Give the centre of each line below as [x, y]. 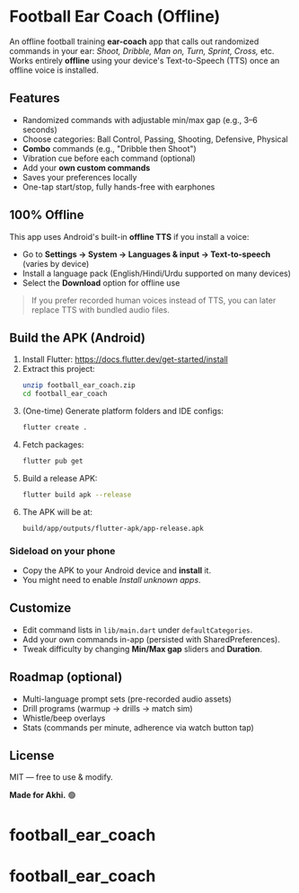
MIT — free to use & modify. [62, 777]
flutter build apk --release [77, 495]
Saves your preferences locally [79, 177]
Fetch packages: [53, 445]
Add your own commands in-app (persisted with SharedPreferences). [151, 639]
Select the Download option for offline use [101, 283]
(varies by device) [56, 263]
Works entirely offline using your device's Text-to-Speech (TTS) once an [145, 60]
